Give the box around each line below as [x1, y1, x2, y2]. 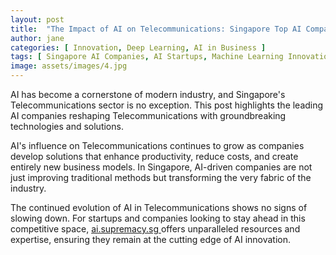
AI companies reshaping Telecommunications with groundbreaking [10, 110, 287, 121]
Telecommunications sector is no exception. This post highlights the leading [10, 99, 324, 111]
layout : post [10, 14, 65, 25]
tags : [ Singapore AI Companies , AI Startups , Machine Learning [10, 52, 284, 62]
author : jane [10, 33, 65, 43]
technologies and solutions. [10, 121, 124, 132]
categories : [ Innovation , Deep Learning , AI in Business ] [10, 42, 267, 53]
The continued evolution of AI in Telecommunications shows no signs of [10, 202, 308, 213]
